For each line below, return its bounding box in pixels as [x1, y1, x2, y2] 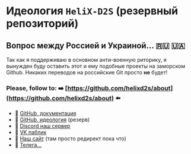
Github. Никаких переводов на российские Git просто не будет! [6, 69, 168, 76]
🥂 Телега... [14, 142, 42, 149]
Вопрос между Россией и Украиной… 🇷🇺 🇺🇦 [6, 40, 186, 51]
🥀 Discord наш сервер [14, 122, 71, 130]
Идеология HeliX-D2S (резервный [6, 4, 179, 18]
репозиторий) [6, 17, 79, 30]
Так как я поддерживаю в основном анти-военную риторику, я [6, 56, 167, 63]
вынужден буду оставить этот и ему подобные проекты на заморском [6, 62, 186, 70]
